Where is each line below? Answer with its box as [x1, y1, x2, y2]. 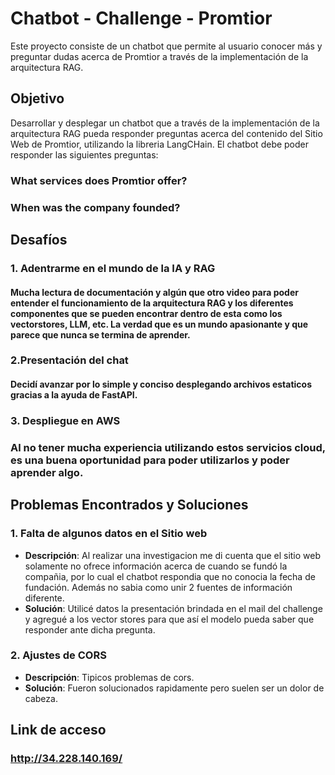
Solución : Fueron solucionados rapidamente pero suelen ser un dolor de [24, 682, 325, 694]
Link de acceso [10, 722, 107, 739]
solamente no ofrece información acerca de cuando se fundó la [24, 560, 288, 572]
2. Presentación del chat [10, 353, 129, 367]
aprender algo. [10, 465, 84, 479]
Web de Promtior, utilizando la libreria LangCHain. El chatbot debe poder [10, 138, 310, 150]
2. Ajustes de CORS [10, 648, 107, 662]
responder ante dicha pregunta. [24, 623, 156, 636]
